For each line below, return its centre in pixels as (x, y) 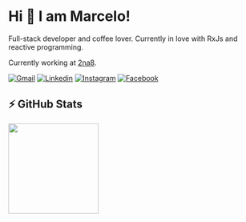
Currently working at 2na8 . (52, 63)
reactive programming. (46, 46)
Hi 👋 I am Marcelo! (69, 16)
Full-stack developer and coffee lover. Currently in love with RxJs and (123, 38)
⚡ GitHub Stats (45, 105)
